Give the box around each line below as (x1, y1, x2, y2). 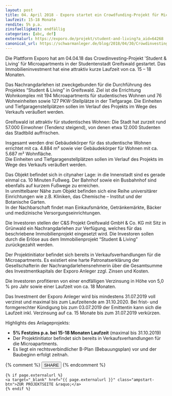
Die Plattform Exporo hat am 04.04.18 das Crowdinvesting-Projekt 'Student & (5, 55, 167, 61)
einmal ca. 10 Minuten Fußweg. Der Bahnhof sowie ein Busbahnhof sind (5, 177, 157, 183)
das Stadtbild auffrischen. (5, 130, 60, 136)
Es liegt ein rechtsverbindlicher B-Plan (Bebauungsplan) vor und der (12, 346, 157, 352)
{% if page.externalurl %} (5, 372, 63, 378)
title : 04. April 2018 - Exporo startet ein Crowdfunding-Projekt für (5, 12, 159, 17)
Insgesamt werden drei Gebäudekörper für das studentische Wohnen (5, 139, 152, 146)
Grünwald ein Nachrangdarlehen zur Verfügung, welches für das (5, 225, 142, 231)
